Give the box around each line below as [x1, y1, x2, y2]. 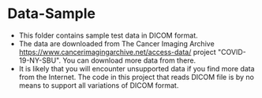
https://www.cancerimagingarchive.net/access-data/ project [18, 47, 216, 56]
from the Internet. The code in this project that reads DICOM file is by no [18, 72, 254, 82]
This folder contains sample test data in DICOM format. [18, 31, 198, 40]
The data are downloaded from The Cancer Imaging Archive [18, 38, 215, 48]
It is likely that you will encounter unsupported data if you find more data [18, 64, 255, 73]
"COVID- [217, 47, 246, 56]
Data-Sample [7, 5, 96, 23]
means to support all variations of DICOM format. [18, 80, 179, 90]
